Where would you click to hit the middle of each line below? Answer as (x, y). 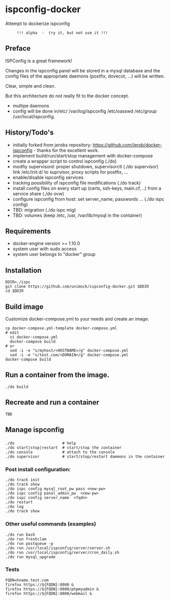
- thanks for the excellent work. (66, 150)
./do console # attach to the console (60, 452)
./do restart (19, 502)
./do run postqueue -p (29, 543)
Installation (23, 270)
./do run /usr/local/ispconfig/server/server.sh (58, 548)
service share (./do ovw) (38, 193)
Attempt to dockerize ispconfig (38, 23)
